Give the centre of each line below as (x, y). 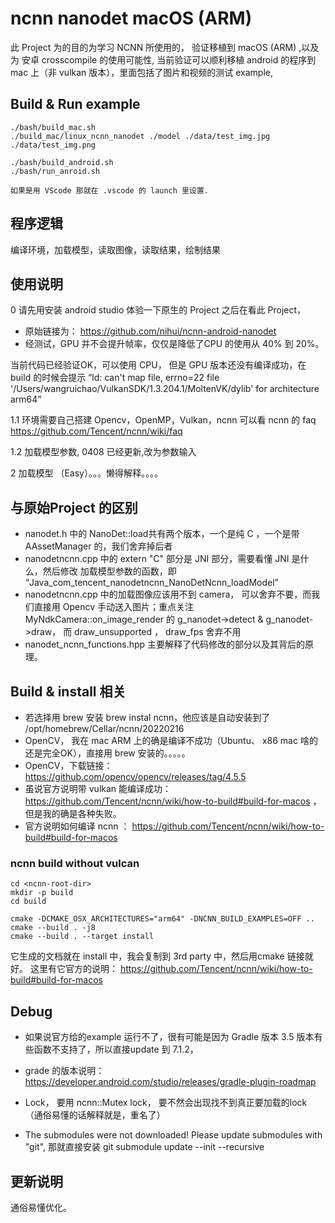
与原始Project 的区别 (74, 507)
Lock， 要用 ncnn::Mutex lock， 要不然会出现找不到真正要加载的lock (166, 1103)
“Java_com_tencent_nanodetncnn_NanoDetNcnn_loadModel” (151, 583)
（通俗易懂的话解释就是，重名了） (95, 1115)
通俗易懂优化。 (41, 1207)
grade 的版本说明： (64, 1071)
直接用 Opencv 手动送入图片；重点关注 (113, 607)
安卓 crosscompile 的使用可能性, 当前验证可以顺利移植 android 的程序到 (169, 59)
